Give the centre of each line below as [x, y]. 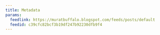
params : [14, 15]
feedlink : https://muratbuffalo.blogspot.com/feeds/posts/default [83, 20]
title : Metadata [23, 10]
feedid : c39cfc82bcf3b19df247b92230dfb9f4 [56, 24]
